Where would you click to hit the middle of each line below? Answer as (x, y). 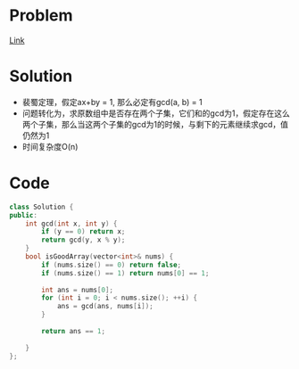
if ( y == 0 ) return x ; (83, 232)
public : (24, 215)
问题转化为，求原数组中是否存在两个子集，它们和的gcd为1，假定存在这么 (156, 113)
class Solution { (42, 207)
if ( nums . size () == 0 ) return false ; (112, 265)
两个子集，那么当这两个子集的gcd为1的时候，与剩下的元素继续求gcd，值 (155, 124)
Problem (41, 16)
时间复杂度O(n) (50, 146)
